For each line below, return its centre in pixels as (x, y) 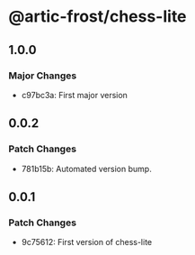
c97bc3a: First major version (74, 95)
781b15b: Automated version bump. (86, 168)
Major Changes (43, 76)
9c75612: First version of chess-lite (87, 242)
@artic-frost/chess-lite (97, 17)
